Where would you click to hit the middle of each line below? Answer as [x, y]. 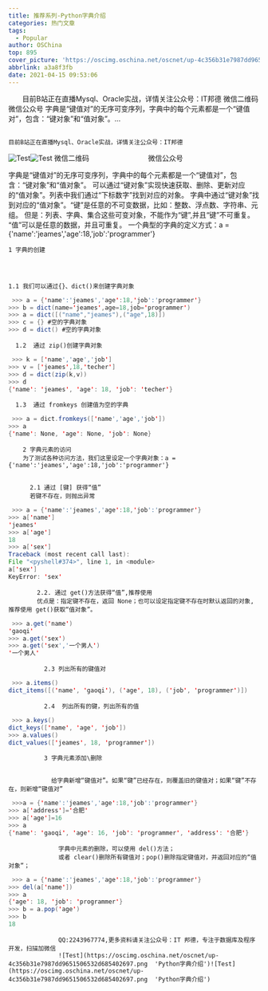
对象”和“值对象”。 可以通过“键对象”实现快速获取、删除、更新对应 [139, 185]
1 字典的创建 [27, 250]
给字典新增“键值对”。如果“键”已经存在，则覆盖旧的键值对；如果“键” [148, 781]
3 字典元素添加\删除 [73, 758]
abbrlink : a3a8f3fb [41, 68]
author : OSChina [35, 45]
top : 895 [23, 53]
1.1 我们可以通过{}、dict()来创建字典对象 [71, 286]
